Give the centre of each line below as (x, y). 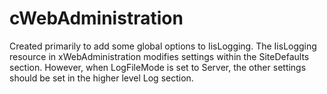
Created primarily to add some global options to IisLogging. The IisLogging (163, 46)
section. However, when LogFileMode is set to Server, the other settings (158, 67)
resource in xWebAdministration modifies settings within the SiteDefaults (159, 56)
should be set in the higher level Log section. (101, 78)
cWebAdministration (96, 18)
